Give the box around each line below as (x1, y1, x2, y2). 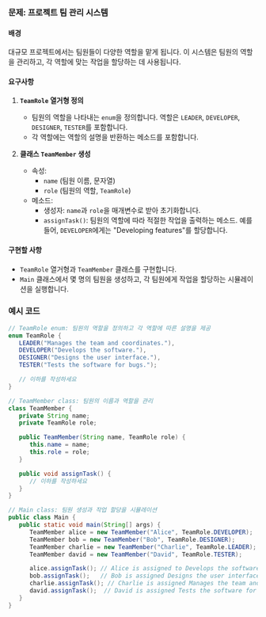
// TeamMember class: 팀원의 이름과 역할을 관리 (8, 397, 154, 405)
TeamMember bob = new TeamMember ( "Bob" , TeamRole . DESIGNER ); (28, 535, 236, 543)
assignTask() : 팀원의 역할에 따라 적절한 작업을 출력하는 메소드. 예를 (43, 215, 253, 225)
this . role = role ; (28, 448, 90, 456)
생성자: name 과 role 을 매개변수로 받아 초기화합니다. (43, 206, 201, 215)
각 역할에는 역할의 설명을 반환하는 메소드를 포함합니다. (31, 132, 199, 142)
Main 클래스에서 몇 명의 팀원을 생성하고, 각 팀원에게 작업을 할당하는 (19, 274, 226, 284)
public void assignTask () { (18, 470, 112, 478)
